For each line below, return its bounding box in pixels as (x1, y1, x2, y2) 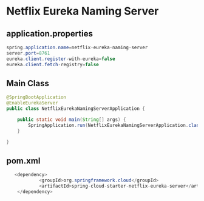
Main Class (6, 78, 50, 89)
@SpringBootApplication (6, 94, 67, 101)
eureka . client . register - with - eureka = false (6, 56, 115, 62)
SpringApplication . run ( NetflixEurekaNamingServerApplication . (28, 122, 189, 128)
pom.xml (6, 155, 41, 166)
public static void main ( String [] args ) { (17, 117, 126, 123)
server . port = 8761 (6, 50, 50, 56)
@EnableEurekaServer (6, 100, 59, 106)
